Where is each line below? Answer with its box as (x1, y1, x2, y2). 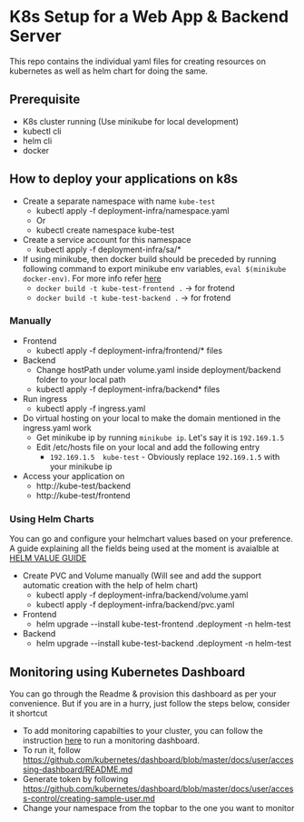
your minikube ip (49, 461, 113, 472)
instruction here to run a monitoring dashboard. (22, 735, 200, 746)
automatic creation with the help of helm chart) (22, 580, 199, 591)
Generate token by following (22, 773, 129, 784)
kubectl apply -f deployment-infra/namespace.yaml (35, 205, 230, 216)
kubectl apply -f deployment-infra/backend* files (35, 384, 221, 395)
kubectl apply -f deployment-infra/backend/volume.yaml (35, 589, 249, 601)
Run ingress (22, 393, 68, 404)
